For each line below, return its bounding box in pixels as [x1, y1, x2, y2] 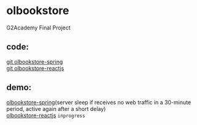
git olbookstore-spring [6, 58, 63, 65]
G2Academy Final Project [6, 24, 71, 31]
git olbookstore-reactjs [6, 64, 64, 72]
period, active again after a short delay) [6, 105, 106, 112]
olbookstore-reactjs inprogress [6, 112, 85, 119]
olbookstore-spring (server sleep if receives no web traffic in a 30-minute [6, 99, 191, 106]
